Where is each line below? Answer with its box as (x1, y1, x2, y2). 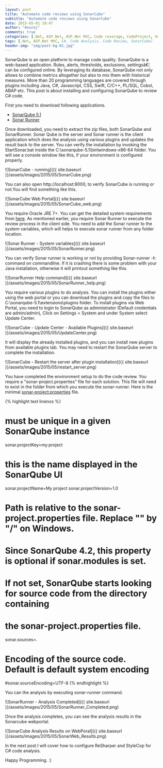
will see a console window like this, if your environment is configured (5, 152, 143, 158)
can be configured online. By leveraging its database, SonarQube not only (5, 67, 153, 73)
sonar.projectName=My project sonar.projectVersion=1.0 (5, 485, 118, 491)
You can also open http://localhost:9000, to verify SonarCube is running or (5, 181, 154, 187)
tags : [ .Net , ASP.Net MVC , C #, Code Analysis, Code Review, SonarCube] (5, 39, 153, 44)
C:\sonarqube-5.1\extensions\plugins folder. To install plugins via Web (5, 299, 145, 305)
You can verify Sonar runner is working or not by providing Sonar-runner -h (5, 255, 156, 261)
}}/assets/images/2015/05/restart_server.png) (5, 364, 97, 370)
